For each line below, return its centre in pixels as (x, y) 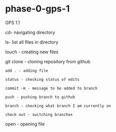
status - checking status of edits (42, 79)
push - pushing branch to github (40, 97)
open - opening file (25, 124)
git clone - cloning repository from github (48, 61)
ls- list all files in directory (32, 42)
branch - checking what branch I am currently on (58, 106)
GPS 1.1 (13, 23)
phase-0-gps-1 (37, 9)
